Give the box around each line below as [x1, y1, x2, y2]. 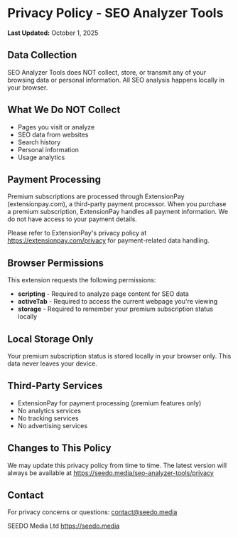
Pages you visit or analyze [17, 122, 95, 131]
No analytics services [17, 406, 82, 415]
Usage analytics [17, 153, 65, 161]
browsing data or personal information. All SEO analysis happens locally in [7, 75, 225, 84]
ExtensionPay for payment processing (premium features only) [17, 398, 202, 407]
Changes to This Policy [7, 442, 112, 454]
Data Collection [7, 49, 77, 61]
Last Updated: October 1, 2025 [7, 28, 99, 37]
